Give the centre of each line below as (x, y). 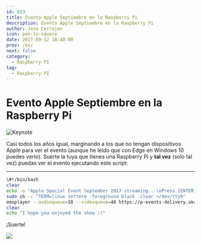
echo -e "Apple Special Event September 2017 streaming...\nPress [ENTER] (101, 191)
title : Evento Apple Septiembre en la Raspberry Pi (72, 17)
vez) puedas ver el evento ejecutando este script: (67, 163)
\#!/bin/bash (22, 180)
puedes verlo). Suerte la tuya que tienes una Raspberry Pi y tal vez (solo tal (99, 157)
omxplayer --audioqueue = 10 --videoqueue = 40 (61, 202)
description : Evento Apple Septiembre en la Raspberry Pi (80, 23)
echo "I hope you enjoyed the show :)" (56, 213)
